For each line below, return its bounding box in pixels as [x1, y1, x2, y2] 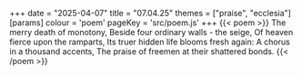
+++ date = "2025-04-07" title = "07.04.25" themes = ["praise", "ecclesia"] [9, 8, 291, 18]
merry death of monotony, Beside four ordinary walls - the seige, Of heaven [9, 27, 294, 37]
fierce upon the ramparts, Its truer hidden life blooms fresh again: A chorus [9, 36, 291, 47]
